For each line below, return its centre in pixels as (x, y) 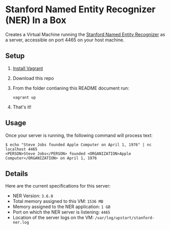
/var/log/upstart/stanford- (125, 218)
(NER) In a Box (36, 20)
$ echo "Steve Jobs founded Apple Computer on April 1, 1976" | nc (79, 145)
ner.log (21, 223)
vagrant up (24, 97)
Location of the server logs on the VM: (53, 218)
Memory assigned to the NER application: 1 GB (62, 207)
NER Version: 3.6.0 (33, 196)
